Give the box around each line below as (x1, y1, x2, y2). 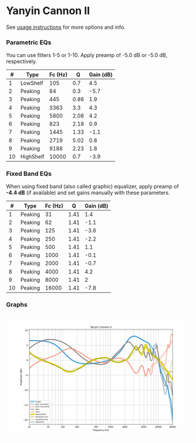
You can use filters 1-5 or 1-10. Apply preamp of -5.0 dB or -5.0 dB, (6, 52, 168, 59)
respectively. (6, 58, 37, 65)
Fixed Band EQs (6, 169, 52, 178)
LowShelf (20, 79, 43, 86)
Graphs (6, 301, 28, 309)
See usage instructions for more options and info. (6, 24, 126, 31)
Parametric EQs (6, 38, 52, 46)
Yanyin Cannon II (6, 4, 90, 18)
